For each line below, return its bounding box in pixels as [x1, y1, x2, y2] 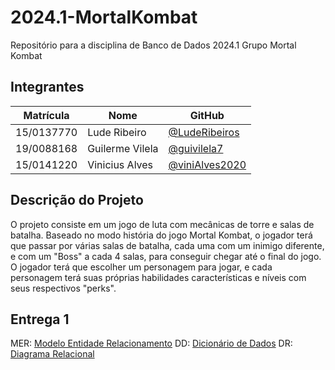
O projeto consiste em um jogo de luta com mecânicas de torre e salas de [10, 218, 315, 230]
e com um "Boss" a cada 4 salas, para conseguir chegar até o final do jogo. [10, 250, 322, 262]
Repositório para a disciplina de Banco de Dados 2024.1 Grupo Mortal [10, 39, 297, 51]
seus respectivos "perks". [10, 282, 117, 294]
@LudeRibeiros [168, 125, 240, 139]
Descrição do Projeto [10, 192, 144, 209]
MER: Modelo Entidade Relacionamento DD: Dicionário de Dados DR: [10, 337, 293, 350]
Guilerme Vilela [87, 141, 159, 155]
